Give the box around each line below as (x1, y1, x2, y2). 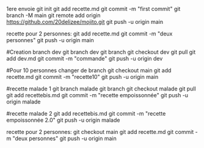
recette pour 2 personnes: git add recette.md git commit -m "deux (6, 30, 173, 37)
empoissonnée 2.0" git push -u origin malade (6, 116, 120, 124)
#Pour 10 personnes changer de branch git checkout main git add (6, 67, 172, 74)
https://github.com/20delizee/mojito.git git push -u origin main (6, 18, 164, 25)
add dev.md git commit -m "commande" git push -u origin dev (6, 55, 163, 62)
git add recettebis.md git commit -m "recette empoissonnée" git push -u (6, 92, 188, 98)
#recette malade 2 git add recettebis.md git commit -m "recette (6, 110, 166, 117)
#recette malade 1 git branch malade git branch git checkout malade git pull (6, 85, 197, 92)
